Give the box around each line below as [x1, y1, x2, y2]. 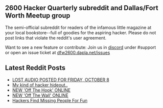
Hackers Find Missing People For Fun [12, 97, 88, 103]
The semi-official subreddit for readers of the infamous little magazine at [5, 24, 152, 30]
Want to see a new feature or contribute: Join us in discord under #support [5, 44, 156, 50]
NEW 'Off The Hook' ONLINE [12, 87, 71, 93]
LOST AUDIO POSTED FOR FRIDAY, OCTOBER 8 [12, 77, 109, 83]
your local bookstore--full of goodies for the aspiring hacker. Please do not [5, 29, 156, 36]
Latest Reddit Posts [5, 64, 66, 72]
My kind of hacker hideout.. [12, 82, 68, 87]
